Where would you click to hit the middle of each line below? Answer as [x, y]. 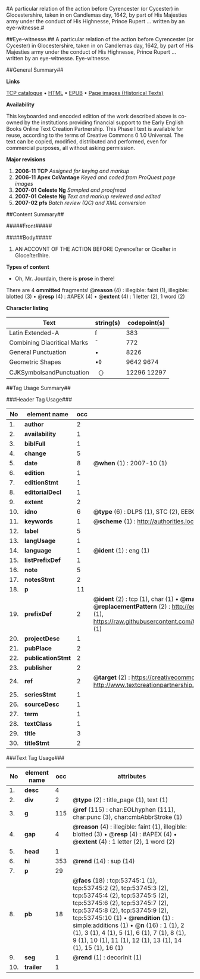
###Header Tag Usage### [39, 399]
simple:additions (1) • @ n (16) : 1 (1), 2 [128, 925]
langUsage [40, 541]
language [38, 550]
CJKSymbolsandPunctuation [49, 372]
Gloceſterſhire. [32, 255]
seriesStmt [40, 694]
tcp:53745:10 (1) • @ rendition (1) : [123, 918]
